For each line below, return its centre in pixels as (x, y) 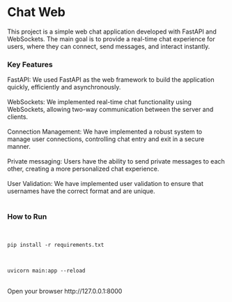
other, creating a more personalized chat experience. (83, 169)
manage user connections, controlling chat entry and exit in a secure (106, 139)
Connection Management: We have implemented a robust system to (105, 132)
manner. (19, 147)
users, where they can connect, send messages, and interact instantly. (109, 46)
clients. (18, 117)
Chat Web (37, 12)
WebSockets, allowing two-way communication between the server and (110, 110)
